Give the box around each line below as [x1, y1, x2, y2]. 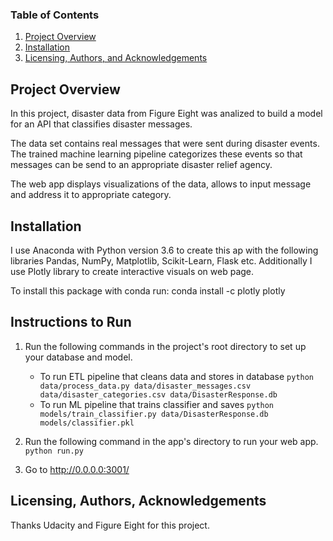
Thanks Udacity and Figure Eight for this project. [10, 519, 210, 531]
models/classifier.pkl [39, 418, 135, 428]
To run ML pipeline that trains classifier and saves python [39, 398, 275, 410]
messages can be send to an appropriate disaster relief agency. [10, 159, 273, 171]
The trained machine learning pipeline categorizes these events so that [10, 148, 303, 160]
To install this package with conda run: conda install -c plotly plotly [10, 284, 286, 297]
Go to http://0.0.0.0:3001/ [24, 463, 130, 475]
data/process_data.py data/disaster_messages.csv [39, 381, 252, 391]
